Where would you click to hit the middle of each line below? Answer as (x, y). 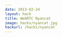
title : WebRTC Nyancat (28, 18)
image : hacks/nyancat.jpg (31, 23)
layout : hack (18, 14)
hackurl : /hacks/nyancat (30, 27)
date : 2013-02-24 (23, 9)
